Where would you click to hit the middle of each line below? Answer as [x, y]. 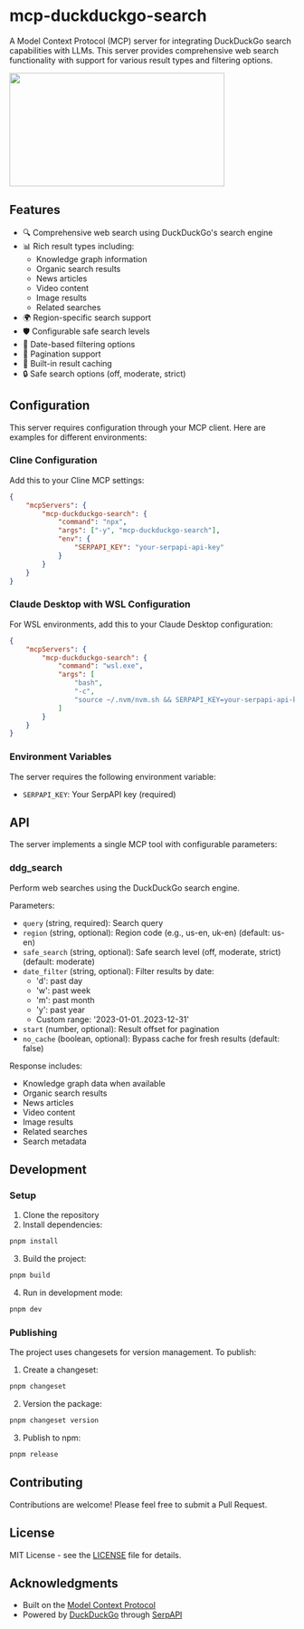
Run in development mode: [73, 1292]
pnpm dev [26, 1310]
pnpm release [34, 1455]
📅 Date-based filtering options [79, 344]
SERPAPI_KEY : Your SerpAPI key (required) [99, 794]
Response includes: [46, 1066]
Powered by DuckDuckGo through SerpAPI [102, 1614]
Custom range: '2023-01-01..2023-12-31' [113, 1019]
